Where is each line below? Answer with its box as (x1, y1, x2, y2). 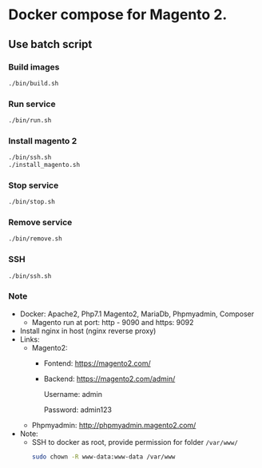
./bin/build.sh (8, 79, 59, 87)
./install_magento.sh (8, 161, 81, 169)
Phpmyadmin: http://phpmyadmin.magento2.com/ (31, 420, 196, 430)
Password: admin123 (43, 405, 112, 414)
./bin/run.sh (8, 117, 52, 125)
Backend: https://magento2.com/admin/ (43, 374, 176, 383)
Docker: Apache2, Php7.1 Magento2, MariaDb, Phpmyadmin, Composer (19, 309, 255, 319)
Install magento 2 (8, 135, 77, 146)
